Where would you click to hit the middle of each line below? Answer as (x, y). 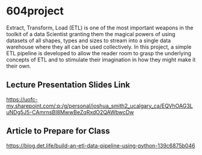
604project (35, 11)
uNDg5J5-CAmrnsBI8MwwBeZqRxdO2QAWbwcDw (70, 112)
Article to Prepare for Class (58, 131)
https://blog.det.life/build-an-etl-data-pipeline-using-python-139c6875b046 (101, 145)
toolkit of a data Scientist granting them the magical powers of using (91, 34)
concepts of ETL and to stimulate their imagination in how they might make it (101, 59)
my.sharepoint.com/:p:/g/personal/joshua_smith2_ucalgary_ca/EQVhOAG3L (100, 106)
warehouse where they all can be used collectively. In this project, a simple (99, 47)
